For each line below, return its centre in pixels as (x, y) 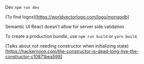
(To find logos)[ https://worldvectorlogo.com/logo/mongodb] (67, 17)
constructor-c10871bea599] (34, 56)
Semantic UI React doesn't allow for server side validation (65, 26)
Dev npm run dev (22, 7)
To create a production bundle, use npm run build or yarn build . (72, 36)
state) (123, 46)
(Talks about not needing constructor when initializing (60, 46)
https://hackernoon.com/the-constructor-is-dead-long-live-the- (73, 51)
